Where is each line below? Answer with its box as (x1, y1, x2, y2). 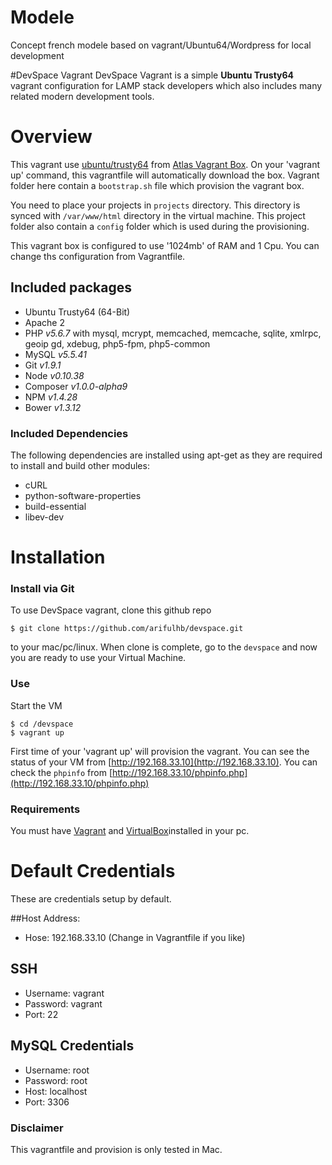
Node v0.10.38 (24, 369, 85, 381)
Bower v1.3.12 (24, 401, 82, 413)
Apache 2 (24, 316, 65, 328)
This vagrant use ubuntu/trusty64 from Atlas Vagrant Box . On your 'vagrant (10, 158, 321, 170)
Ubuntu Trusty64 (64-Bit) (24, 306, 131, 318)
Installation (10, 546, 106, 569)
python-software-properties (24, 489, 142, 501)
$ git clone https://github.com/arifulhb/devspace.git (10, 624, 244, 634)
